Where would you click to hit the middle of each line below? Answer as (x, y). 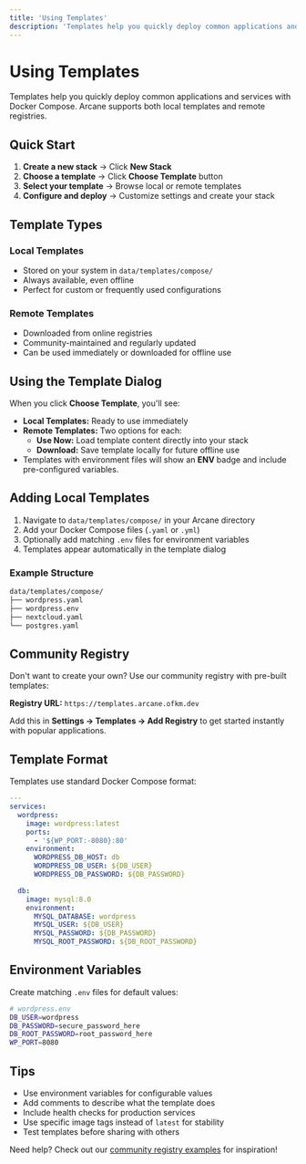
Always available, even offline (78, 280)
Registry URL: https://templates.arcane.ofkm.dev (104, 703)
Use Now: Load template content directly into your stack (142, 441)
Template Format (59, 759)
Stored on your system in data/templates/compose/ (118, 270)
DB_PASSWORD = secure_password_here (75, 1026)
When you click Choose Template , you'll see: (95, 403)
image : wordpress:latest (73, 823)
